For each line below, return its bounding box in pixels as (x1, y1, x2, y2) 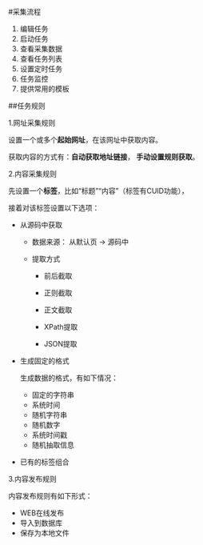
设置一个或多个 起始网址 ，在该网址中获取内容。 (8, 135, 162, 144)
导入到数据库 (19, 519, 62, 527)
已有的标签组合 (19, 457, 70, 467)
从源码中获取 (19, 220, 62, 230)
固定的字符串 (31, 391, 74, 399)
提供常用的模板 (19, 84, 70, 94)
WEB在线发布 (19, 508, 65, 518)
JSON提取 (43, 339, 78, 348)
